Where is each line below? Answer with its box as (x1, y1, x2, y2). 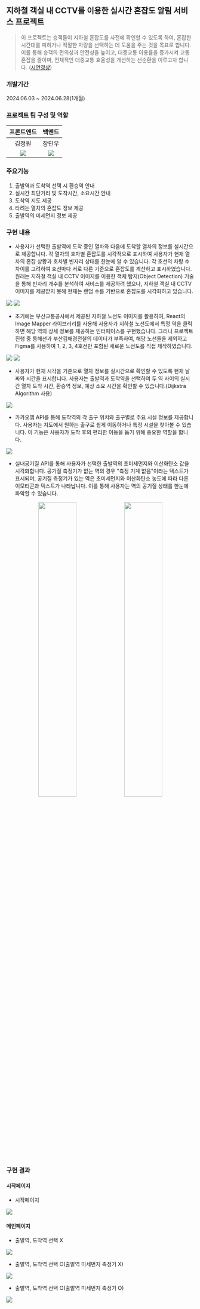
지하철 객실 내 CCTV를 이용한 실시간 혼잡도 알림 (6, 5, 172, 16)
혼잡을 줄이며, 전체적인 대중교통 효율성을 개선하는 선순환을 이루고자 (20, 56, 177, 63)
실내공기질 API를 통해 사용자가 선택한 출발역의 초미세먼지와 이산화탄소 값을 (14, 460, 189, 467)
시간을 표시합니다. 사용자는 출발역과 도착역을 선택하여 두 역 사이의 (26, 375, 179, 382)
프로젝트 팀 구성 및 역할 (6, 111, 69, 119)
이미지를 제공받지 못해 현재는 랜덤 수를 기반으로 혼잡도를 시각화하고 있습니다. (14, 288, 194, 294)
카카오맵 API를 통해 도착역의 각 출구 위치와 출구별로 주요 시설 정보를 (14, 414, 173, 421)
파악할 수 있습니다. (14, 490, 59, 497)
